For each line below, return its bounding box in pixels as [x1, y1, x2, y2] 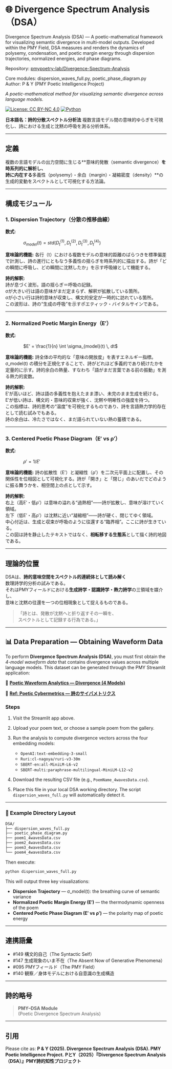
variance [12, 893, 32, 900]
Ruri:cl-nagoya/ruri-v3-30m [20, 757, 80, 762]
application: [5, 670, 30, 676]
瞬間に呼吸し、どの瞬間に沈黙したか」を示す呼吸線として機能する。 [9, 264, 154, 270]
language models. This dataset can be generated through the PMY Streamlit [5, 665, 166, 671]
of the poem [12, 904, 39, 911]
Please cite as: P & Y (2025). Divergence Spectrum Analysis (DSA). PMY [5, 1045, 161, 1052]
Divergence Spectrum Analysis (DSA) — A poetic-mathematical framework [5, 33, 163, 39]
